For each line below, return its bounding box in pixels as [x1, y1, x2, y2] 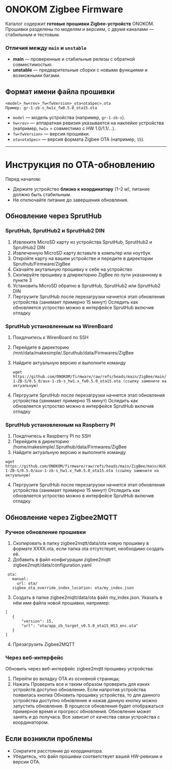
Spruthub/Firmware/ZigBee [12, 260, 71, 267]
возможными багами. [12, 72, 60, 79]
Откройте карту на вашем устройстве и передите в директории [12, 255, 153, 261]
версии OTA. [12, 759, 40, 765]
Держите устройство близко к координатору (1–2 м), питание [12, 186, 150, 192]
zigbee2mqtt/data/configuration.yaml [12, 561, 92, 568]
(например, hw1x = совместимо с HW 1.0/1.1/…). [12, 125, 116, 132]
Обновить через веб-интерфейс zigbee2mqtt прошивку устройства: [5, 666, 155, 672]
